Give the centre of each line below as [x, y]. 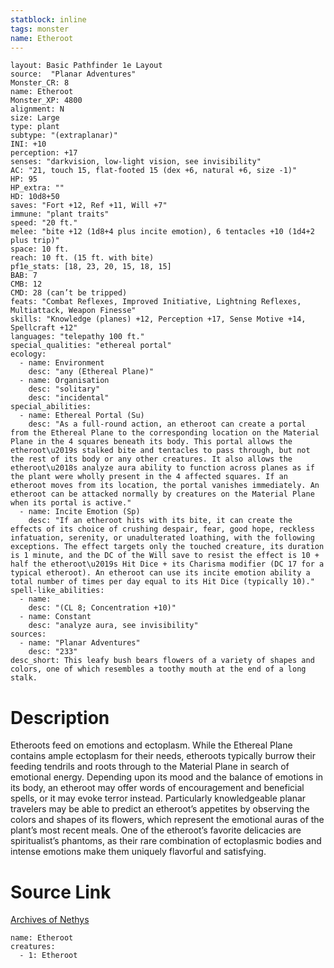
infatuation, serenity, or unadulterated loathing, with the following [162, 538]
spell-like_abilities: [57, 591]
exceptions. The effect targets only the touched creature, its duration [167, 547]
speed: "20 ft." [44, 223]
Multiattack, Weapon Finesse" [73, 311]
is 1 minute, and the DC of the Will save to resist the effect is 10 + [165, 556]
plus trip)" [35, 241]
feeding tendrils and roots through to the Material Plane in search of [150, 767]
